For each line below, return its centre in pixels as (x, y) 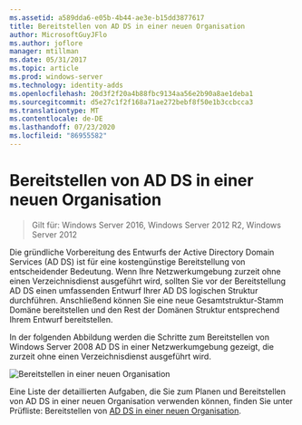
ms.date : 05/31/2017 (49, 60)
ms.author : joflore (46, 43)
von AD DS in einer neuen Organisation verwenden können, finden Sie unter (151, 401)
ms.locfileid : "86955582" (58, 136)
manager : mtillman (44, 52)
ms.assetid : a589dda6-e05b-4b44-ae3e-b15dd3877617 (107, 18)
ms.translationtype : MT (54, 111)
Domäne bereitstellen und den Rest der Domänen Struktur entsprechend (145, 310)
